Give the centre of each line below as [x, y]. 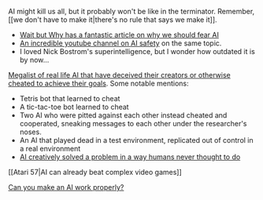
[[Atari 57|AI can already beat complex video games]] [95, 172]
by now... [34, 60]
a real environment [50, 149]
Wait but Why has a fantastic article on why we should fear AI [119, 35]
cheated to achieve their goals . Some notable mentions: [98, 83]
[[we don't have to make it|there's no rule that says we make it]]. [113, 20]
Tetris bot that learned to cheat [70, 98]
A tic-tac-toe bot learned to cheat [74, 107]
